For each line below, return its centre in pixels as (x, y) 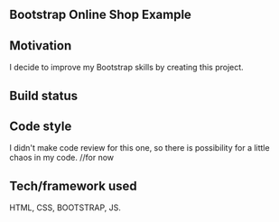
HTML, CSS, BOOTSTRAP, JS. (65, 208)
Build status (44, 95)
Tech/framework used (73, 185)
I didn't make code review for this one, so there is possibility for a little (139, 148)
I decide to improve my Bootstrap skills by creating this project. (126, 68)
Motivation (41, 46)
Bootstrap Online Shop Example (101, 15)
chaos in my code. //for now (62, 158)
